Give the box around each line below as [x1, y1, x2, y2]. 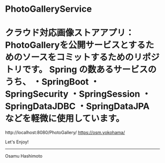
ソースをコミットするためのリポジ [22, 52, 160, 63]
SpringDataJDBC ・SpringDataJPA [5, 101, 150, 112]
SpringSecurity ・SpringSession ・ [5, 89, 151, 100]
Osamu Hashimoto [5, 153, 43, 159]
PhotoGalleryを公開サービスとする [5, 40, 146, 51]
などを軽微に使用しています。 [5, 113, 125, 124]
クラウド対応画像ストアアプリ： [5, 27, 135, 39]
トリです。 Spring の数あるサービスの [5, 64, 157, 75]
